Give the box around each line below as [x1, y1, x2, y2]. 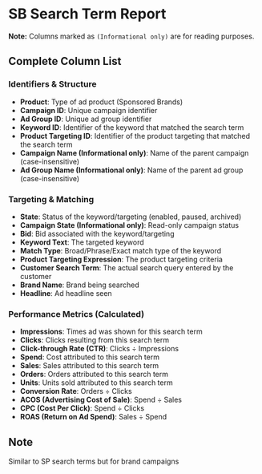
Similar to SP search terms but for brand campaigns [8, 456, 179, 466]
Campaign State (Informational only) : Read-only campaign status [19, 220, 239, 229]
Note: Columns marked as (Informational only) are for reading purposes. [8, 31, 255, 41]
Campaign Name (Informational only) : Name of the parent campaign [19, 148, 249, 157]
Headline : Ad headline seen [19, 288, 112, 298]
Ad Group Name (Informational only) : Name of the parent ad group [19, 165, 244, 175]
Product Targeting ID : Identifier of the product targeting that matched [19, 131, 251, 140]
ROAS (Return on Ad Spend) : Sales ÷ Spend [19, 412, 167, 422]
